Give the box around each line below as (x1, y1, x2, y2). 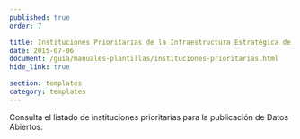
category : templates (9, 87, 87, 96)
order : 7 (9, 22, 42, 30)
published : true (9, 13, 70, 22)
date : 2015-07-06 (9, 46, 75, 55)
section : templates (9, 79, 83, 88)
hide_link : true (9, 63, 70, 72)
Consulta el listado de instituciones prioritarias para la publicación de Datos (9, 111, 289, 122)
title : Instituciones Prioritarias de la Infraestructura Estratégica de (9, 38, 292, 47)
